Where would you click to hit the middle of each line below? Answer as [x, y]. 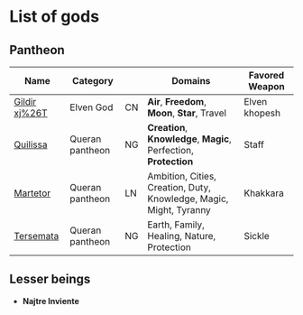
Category [93, 81]
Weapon [266, 86]
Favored [266, 75]
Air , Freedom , [177, 102]
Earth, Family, [176, 225]
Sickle [257, 236]
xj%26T [31, 113]
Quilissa [31, 144]
